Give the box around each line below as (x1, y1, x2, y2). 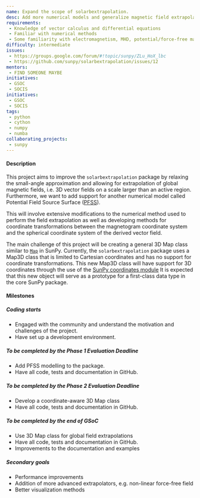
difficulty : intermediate (6, 42, 70, 48)
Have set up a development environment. (14, 334, 116, 341)
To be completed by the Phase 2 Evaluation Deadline (6, 382, 140, 389)
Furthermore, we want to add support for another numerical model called (6, 192, 186, 200)
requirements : (6, 20, 42, 26)
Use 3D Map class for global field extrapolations (14, 432, 133, 440)
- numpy (8, 125, 28, 131)
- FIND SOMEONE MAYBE (8, 70, 62, 76)
